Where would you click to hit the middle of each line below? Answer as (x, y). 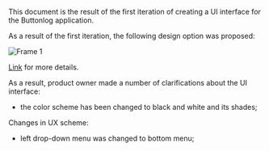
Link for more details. (44, 67)
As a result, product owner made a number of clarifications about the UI (128, 83)
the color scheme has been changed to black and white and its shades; (139, 107)
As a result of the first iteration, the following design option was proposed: (132, 36)
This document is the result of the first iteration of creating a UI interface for (134, 12)
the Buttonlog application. (51, 20)
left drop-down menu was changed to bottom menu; (107, 138)
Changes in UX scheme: (48, 123)
